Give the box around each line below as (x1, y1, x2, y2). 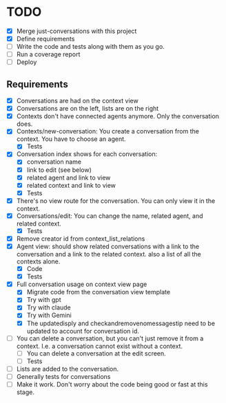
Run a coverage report (16, 50, 81, 58)
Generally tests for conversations (16, 372, 111, 380)
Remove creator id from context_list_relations (16, 235, 145, 243)
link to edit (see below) (26, 166, 92, 174)
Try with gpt (26, 296, 61, 304)
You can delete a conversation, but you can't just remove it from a (16, 334, 204, 342)
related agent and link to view (26, 173, 111, 182)
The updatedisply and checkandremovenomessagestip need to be (26, 319, 215, 327)
